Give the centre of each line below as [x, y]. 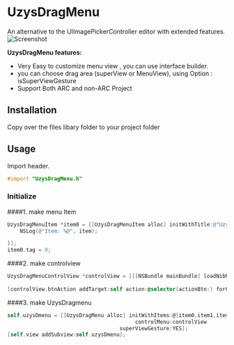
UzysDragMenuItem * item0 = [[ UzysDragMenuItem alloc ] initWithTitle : [110, 224]
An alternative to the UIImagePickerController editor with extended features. [116, 31]
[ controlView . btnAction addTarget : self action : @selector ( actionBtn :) [110, 289]
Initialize [22, 196]
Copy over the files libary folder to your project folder [84, 127]
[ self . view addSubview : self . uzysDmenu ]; [67, 335]
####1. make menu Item [42, 212]
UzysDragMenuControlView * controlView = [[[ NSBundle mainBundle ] [104, 277]
